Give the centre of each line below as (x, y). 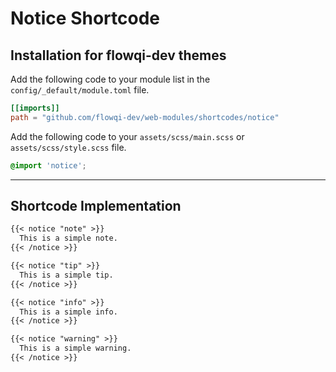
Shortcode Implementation (96, 206)
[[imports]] (35, 108)
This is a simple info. (68, 312)
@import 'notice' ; (48, 165)
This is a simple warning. (75, 348)
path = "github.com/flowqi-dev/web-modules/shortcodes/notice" (145, 117)
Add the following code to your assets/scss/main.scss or (127, 136)
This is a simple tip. (66, 275)
